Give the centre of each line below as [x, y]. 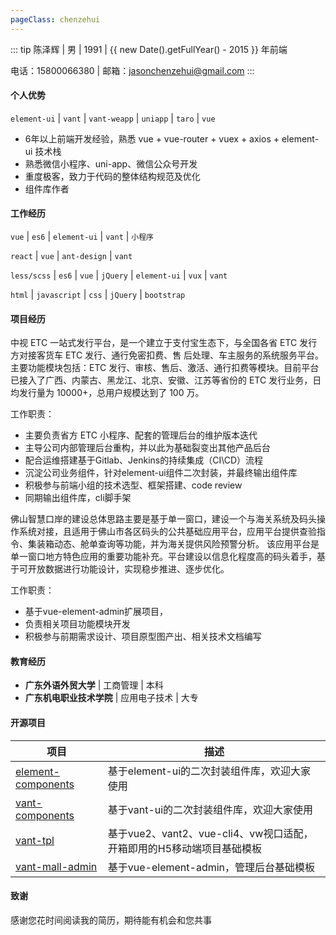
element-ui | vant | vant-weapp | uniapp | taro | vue [113, 118]
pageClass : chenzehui [55, 19]
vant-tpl [35, 840]
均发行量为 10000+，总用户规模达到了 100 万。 [107, 393]
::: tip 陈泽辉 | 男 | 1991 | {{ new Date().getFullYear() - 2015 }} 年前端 [149, 49]
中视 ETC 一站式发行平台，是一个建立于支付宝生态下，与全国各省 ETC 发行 [164, 343]
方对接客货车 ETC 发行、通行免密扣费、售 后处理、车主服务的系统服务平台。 [167, 355]
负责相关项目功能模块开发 [77, 624]
